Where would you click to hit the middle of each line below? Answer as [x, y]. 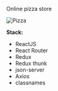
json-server [30, 70]
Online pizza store [29, 9]
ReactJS [26, 44]
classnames [30, 83]
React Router [31, 50]
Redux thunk [31, 63]
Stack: [15, 32]
